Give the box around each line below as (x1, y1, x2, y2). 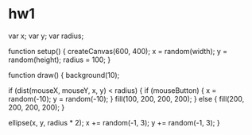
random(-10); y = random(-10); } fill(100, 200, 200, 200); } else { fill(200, (8, 94, 245, 103)
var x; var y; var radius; (8, 31, 84, 40)
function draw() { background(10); (8, 70, 120, 79)
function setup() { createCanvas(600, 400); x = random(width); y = (8, 46, 228, 56)
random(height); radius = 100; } (8, 55, 111, 64)
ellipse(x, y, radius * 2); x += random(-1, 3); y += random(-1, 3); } (8, 118, 220, 127)
